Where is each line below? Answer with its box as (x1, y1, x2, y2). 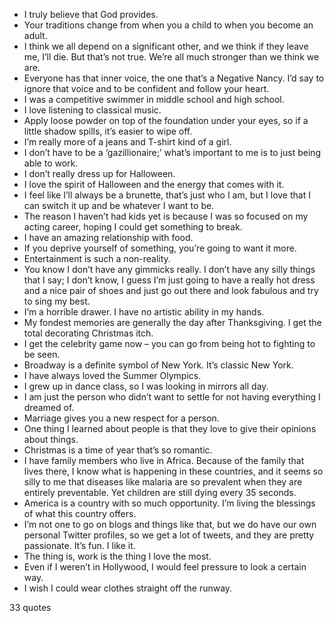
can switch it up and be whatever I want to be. (23, 200, 215, 211)
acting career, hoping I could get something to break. (23, 221, 243, 233)
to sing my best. (23, 295, 91, 307)
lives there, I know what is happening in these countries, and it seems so (23, 465, 324, 477)
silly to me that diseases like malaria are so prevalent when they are (23, 476, 303, 488)
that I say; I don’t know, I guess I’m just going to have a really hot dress (23, 274, 316, 286)
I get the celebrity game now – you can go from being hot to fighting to (23, 338, 316, 349)
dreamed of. (23, 402, 75, 413)
